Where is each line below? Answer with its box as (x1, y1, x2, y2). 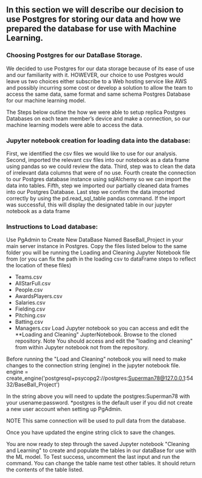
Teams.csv (14, 273, 42, 281)
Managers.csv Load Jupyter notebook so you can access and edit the (14, 324, 189, 332)
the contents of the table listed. (6, 466, 84, 473)
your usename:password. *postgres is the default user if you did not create (6, 399, 193, 406)
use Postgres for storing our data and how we (6, 14, 181, 25)
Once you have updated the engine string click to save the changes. (6, 429, 176, 436)
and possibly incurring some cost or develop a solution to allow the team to (6, 84, 193, 91)
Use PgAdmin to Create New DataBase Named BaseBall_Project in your (6, 236, 184, 243)
